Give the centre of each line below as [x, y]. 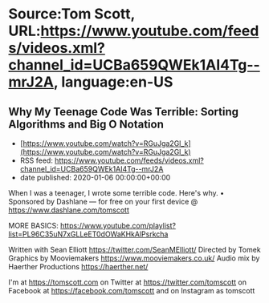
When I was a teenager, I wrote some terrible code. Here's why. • [116, 193]
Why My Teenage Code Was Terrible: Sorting [124, 112]
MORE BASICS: [33, 226]
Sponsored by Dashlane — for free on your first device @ [103, 202]
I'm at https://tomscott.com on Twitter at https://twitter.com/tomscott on [128, 282]
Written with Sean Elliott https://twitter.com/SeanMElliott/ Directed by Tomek [134, 250]
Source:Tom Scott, [71, 14]
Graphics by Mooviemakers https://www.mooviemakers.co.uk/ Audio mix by [134, 258]
